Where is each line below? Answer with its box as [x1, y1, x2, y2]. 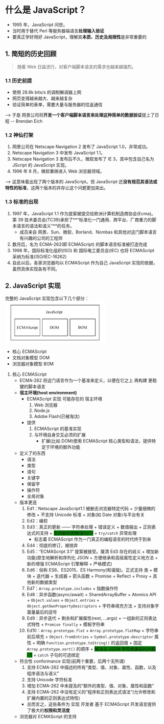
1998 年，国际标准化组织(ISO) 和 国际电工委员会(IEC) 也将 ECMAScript [12, 247, 155, 253]
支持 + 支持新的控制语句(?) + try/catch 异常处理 [40, 530, 137, 536]
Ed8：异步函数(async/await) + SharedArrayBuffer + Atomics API [26, 592, 157, 598]
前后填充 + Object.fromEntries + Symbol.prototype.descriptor [26, 634, 153, 639]
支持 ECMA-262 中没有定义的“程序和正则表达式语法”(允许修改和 [26, 689, 156, 695]
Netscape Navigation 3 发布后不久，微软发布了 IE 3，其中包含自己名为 [12, 156, 154, 162]
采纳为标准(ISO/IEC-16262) [12, 254, 67, 260]
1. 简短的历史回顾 [5, 50, 57, 58]
